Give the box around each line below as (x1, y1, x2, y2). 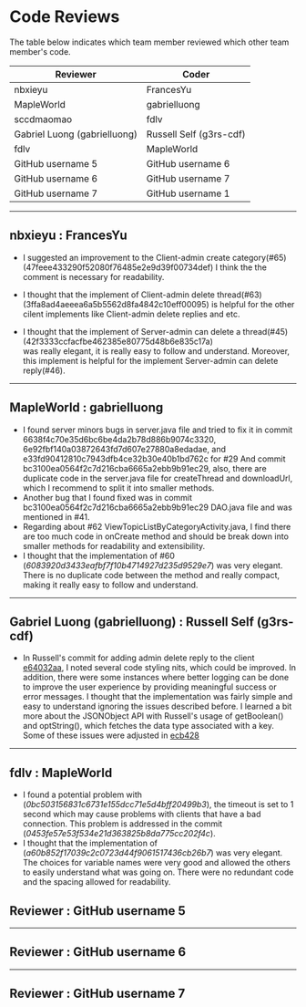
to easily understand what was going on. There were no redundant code (22, 867, 294, 877)
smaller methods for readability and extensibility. (22, 540, 206, 551)
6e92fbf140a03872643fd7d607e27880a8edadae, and (22, 443, 226, 454)
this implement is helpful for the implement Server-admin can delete (22, 355, 279, 366)
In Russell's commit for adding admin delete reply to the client (22, 652, 255, 663)
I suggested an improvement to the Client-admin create (22, 252, 230, 263)
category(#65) (231, 252, 287, 263)
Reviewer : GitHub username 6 (9, 944, 187, 960)
